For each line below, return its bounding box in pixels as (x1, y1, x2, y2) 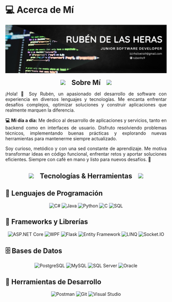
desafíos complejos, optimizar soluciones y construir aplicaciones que (5, 102, 167, 108)
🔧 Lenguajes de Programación (5, 189, 103, 198)
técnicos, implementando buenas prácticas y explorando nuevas (5, 130, 167, 136)
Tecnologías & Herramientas (39, 172, 133, 181)
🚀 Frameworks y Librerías (5, 218, 89, 226)
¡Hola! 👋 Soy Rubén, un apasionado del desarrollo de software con (5, 91, 167, 97)
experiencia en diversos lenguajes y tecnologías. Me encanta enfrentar (5, 96, 167, 102)
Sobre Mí (71, 78, 101, 87)
